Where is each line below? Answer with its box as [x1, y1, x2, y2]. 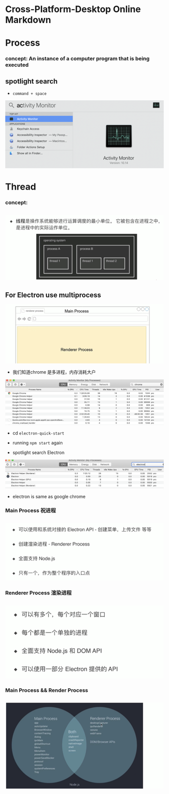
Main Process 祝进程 [5, 507, 56, 514]
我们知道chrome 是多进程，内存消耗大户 [12, 369, 96, 375]
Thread [5, 181, 36, 193]
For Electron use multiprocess [5, 291, 102, 299]
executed [5, 61, 29, 68]
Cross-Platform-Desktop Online [5, 4, 141, 15]
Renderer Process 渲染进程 [5, 589, 72, 596]
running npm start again [12, 440, 63, 446]
